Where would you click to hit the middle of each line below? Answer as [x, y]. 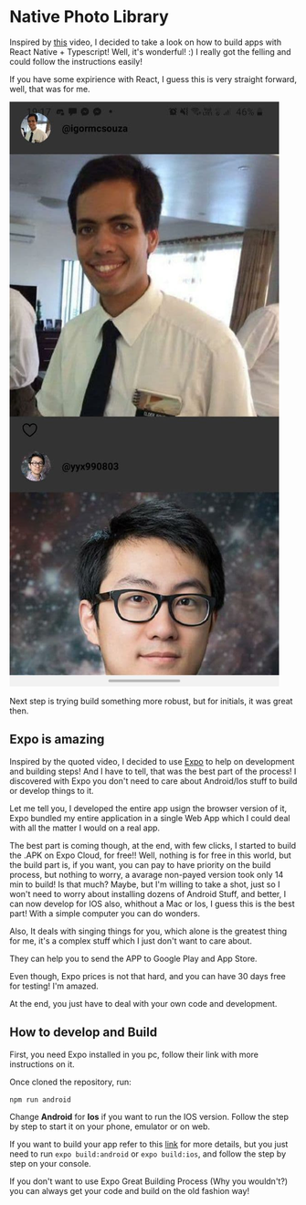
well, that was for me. [50, 89]
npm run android [40, 1099]
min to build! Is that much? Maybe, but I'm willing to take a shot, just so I [145, 884]
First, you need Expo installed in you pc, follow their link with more [134, 1054]
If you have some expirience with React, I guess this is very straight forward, [153, 79]
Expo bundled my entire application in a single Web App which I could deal [150, 818]
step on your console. [50, 1163]
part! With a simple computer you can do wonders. [105, 913]
